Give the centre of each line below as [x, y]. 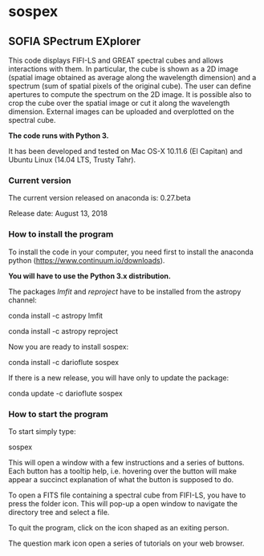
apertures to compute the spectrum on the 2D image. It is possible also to [130, 94]
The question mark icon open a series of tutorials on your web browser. [126, 543]
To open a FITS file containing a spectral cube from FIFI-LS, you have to [127, 495]
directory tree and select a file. [59, 512]
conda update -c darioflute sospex [65, 393]
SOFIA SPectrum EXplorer [75, 41]
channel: [23, 300]
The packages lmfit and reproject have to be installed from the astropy [125, 291]
